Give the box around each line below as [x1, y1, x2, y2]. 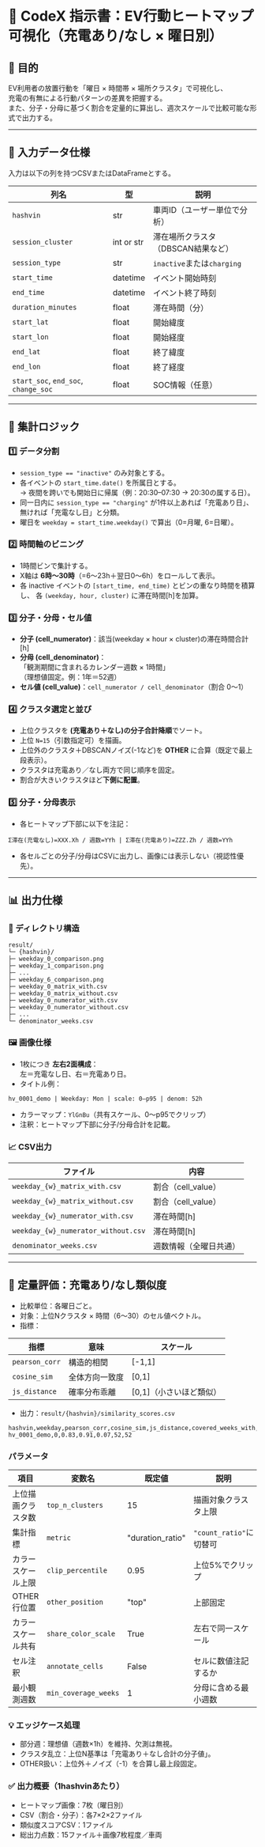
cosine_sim [12, 1372, 53, 1381]
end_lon [12, 361, 41, 371]
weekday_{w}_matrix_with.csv [12, 1182, 121, 1190]
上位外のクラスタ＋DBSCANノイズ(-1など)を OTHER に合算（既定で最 [19, 745, 246, 755]
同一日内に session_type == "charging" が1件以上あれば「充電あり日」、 [19, 498, 254, 507]
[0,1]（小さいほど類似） [131, 1386, 222, 1397]
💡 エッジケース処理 [8, 1720, 80, 1731]
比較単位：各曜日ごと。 [19, 1300, 96, 1310]
